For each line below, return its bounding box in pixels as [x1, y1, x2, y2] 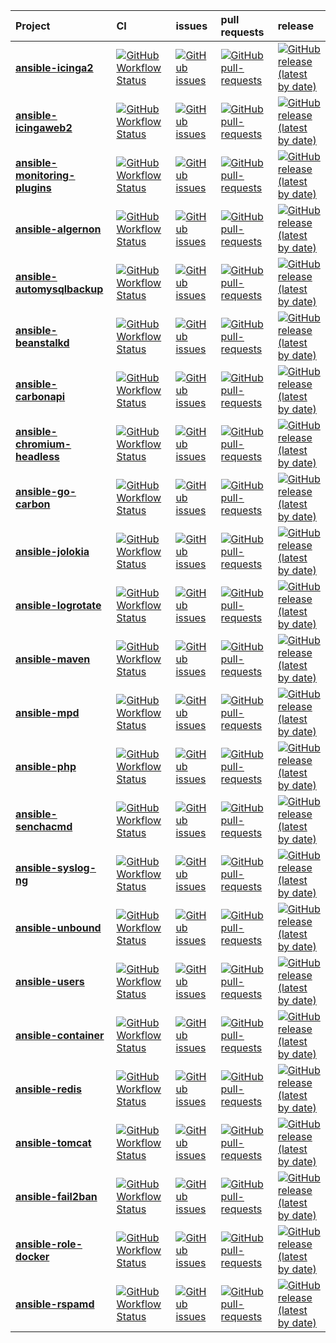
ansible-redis [15, 1082, 82, 1096]
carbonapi [15, 390, 66, 403]
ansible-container [15, 1029, 105, 1042]
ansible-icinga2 [15, 61, 94, 74]
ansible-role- [15, 1237, 83, 1251]
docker [15, 1250, 50, 1263]
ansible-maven [15, 652, 91, 666]
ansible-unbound [15, 921, 102, 934]
